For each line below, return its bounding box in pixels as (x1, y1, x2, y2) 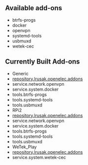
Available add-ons (5, 4, 62, 12)
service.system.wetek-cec (12, 154, 66, 160)
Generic (12, 70, 29, 76)
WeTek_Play (12, 144, 37, 150)
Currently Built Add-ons (5, 58, 80, 66)
